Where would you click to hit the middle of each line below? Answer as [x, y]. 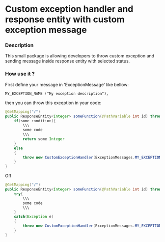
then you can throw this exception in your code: [53, 103]
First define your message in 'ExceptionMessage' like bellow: [67, 84]
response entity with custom [65, 19]
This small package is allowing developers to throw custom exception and [80, 56]
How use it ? [20, 74]
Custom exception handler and [69, 9]
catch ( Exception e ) [34, 217]
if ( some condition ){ [35, 121]
